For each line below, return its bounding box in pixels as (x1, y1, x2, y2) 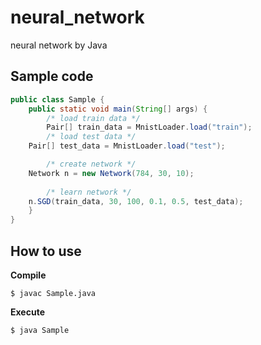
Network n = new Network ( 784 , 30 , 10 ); (28, 168, 195, 178)
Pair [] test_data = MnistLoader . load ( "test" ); (28, 141, 226, 151)
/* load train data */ (46, 113, 141, 123)
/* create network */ (46, 159, 137, 169)
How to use (10, 242, 82, 260)
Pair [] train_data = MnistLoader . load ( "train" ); (46, 122, 253, 133)
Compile (10, 269, 47, 281)
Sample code (10, 68, 94, 85)
